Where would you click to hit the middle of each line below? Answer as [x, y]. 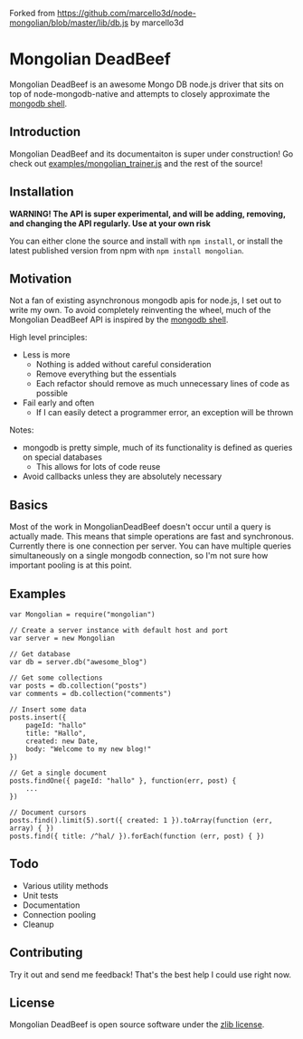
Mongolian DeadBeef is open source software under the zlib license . [137, 1025]
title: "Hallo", [57, 733]
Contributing [46, 953]
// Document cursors [48, 813]
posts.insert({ [38, 718]
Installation [42, 192]
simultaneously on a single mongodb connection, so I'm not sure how [139, 556]
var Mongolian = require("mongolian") [82, 615]
